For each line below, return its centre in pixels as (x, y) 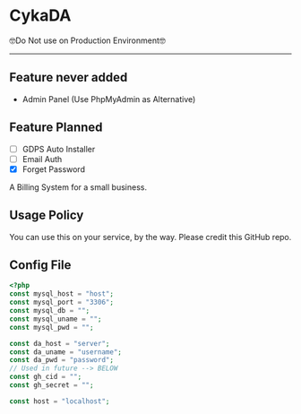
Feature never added (69, 78)
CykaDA (40, 16)
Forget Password (53, 169)
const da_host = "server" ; (60, 343)
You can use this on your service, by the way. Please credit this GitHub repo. (150, 237)
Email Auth (42, 159)
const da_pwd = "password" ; (62, 360)
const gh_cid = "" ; (46, 377)
